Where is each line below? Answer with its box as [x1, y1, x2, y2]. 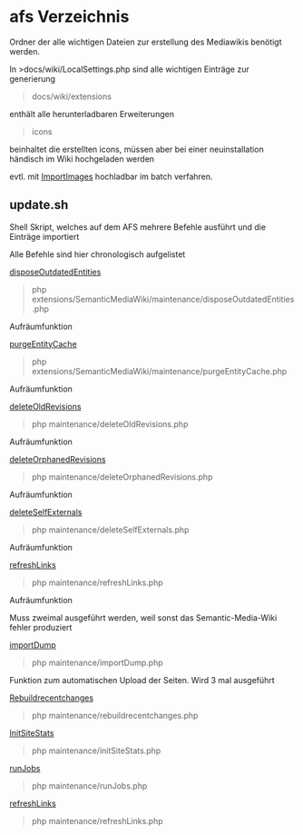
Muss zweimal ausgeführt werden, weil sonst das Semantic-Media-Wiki [9, 611, 278, 623]
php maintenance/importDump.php [31, 657, 163, 668]
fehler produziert [9, 621, 73, 632]
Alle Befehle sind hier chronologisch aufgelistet [9, 248, 186, 260]
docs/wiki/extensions [31, 91, 112, 102]
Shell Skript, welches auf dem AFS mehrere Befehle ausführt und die [9, 221, 266, 233]
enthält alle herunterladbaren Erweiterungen [9, 108, 175, 119]
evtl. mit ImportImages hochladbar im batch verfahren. [9, 171, 213, 182]
